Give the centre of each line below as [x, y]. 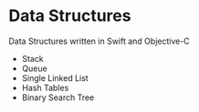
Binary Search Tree [58, 97]
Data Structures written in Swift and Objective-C [99, 41]
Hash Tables [45, 87]
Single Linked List [55, 77]
